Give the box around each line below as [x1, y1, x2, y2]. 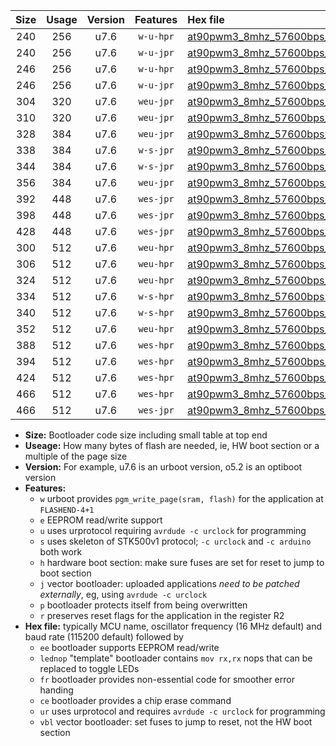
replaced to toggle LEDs [39, 663, 140, 674]
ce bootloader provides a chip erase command [39, 695, 232, 706]
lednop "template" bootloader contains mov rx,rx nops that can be [39, 652, 313, 664]
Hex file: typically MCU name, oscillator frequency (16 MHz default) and [24, 620, 323, 632]
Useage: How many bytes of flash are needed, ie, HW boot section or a [24, 440, 320, 451]
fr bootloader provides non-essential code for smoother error [39, 674, 295, 685]
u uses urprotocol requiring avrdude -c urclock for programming [39, 525, 307, 536]
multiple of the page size [24, 450, 128, 462]
